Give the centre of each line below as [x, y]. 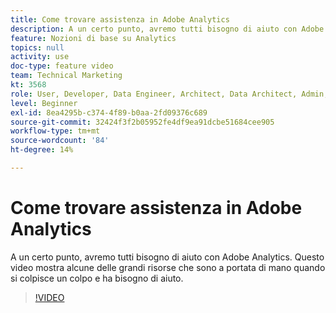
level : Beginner [44, 103]
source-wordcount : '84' [60, 141]
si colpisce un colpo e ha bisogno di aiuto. [97, 278]
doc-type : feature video [62, 66]
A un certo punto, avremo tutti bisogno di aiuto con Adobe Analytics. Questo [167, 257]
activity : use [40, 57]
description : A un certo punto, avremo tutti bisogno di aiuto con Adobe [167, 29]
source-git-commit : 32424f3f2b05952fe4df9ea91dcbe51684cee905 [142, 122]
